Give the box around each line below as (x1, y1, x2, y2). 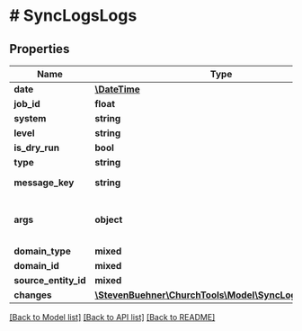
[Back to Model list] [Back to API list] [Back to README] (9, 312, 216, 322)
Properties (9, 41, 70, 57)
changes (13, 289, 52, 301)
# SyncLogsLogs (9, 5, 138, 26)
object (93, 213, 123, 226)
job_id (13, 98, 40, 110)
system (13, 112, 47, 124)
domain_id (13, 260, 60, 272)
